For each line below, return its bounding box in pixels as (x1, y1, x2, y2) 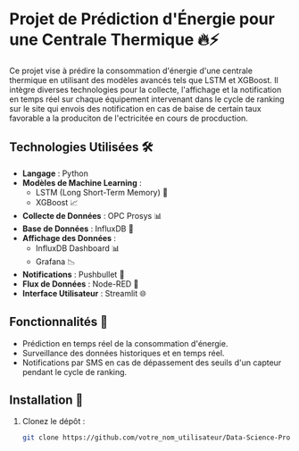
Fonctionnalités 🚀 (9, 314, 109, 330)
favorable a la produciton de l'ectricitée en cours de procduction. (9, 113, 248, 123)
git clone (21, 433, 60, 442)
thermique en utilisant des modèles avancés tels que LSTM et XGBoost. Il (9, 74, 278, 85)
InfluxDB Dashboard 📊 (35, 242, 120, 254)
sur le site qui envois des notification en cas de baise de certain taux (9, 103, 262, 113)
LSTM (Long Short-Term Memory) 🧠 (35, 187, 168, 197)
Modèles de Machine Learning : (21, 177, 143, 188)
